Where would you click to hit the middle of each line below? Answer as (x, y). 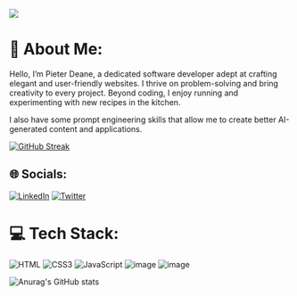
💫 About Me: (56, 49)
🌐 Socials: (38, 174)
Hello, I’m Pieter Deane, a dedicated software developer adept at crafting (144, 74)
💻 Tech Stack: (64, 233)
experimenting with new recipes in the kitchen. (95, 102)
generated (28, 128)
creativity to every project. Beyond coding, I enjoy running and (124, 93)
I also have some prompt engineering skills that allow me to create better (143, 119)
